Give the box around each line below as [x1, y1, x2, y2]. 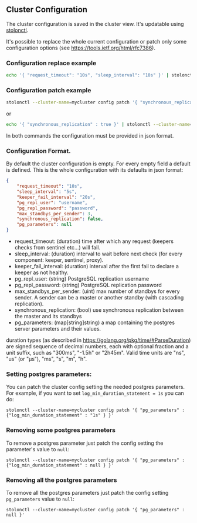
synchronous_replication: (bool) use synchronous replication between [14, 307, 184, 314]
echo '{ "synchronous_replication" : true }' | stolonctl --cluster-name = [6, 122, 193, 128]
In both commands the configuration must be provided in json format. [6, 132, 174, 139]
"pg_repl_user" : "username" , [16, 199, 88, 205]
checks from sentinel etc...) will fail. [14, 244, 101, 251]
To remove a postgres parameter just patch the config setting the [6, 439, 164, 447]
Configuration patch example [6, 86, 91, 94]
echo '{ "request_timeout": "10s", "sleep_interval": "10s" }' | [6, 72, 169, 78]
